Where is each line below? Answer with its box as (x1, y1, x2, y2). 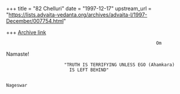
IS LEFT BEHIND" (69, 67, 109, 73)
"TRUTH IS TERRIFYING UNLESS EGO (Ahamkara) (64, 62, 175, 68)
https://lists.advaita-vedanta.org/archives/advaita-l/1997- (8, 11, 148, 18)
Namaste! (6, 51, 29, 58)
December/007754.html (6, 18, 64, 24)
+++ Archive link (6, 29, 46, 36)
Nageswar (6, 82, 28, 88)
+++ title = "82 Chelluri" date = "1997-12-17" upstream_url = (6, 5, 152, 12)
